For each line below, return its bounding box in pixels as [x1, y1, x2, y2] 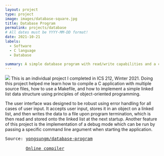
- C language [9, 48, 36, 53]
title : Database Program [5, 21, 56, 26]
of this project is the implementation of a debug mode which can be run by [5, 121, 155, 127]
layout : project [5, 7, 38, 12]
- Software [9, 44, 32, 48]
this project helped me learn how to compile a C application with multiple [5, 81, 152, 87]
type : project [5, 12, 34, 17]
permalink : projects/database [5, 25, 67, 30]
